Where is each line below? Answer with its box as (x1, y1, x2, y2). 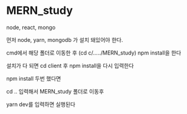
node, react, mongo (6, 24, 56, 31)
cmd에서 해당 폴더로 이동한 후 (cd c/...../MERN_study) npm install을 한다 (6, 49, 182, 56)
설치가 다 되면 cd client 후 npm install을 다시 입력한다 (6, 62, 134, 69)
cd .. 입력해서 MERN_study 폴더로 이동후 (6, 87, 104, 95)
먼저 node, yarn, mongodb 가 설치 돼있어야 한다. (6, 36, 123, 43)
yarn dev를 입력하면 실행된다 (6, 101, 76, 108)
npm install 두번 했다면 (6, 75, 61, 82)
